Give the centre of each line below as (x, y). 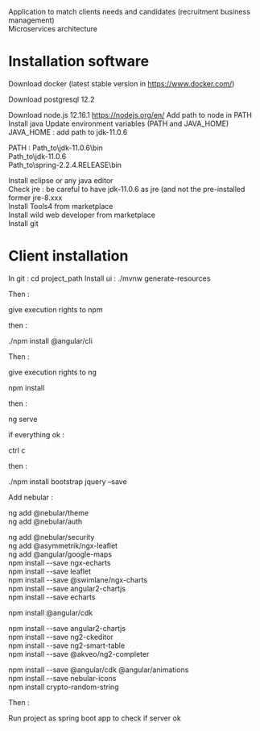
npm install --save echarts (52, 597)
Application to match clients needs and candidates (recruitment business (130, 12)
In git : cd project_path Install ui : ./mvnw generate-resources (109, 278)
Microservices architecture (53, 29)
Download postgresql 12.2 (52, 99)
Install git (23, 223)
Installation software (79, 62)
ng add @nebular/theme (49, 512)
